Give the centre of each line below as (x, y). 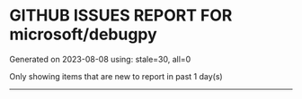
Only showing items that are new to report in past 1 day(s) (116, 76)
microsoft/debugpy (83, 34)
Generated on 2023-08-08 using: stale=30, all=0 (100, 59)
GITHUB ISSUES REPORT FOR (121, 16)
